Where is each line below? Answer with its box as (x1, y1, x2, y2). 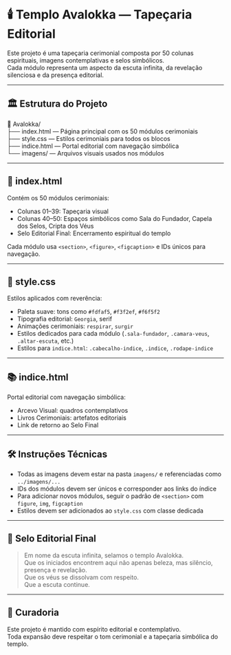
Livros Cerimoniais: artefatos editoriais (16, 414, 127, 422)
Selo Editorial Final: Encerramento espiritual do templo (16, 229, 171, 237)
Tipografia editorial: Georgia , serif (16, 315, 112, 323)
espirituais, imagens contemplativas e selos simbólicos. (7, 56, 165, 64)
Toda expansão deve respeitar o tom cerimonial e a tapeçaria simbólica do (7, 632, 219, 641)
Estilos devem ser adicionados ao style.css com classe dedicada (16, 506, 204, 515)
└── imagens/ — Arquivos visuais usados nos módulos (7, 149, 164, 157)
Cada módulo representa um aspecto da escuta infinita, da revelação (7, 63, 203, 72)
